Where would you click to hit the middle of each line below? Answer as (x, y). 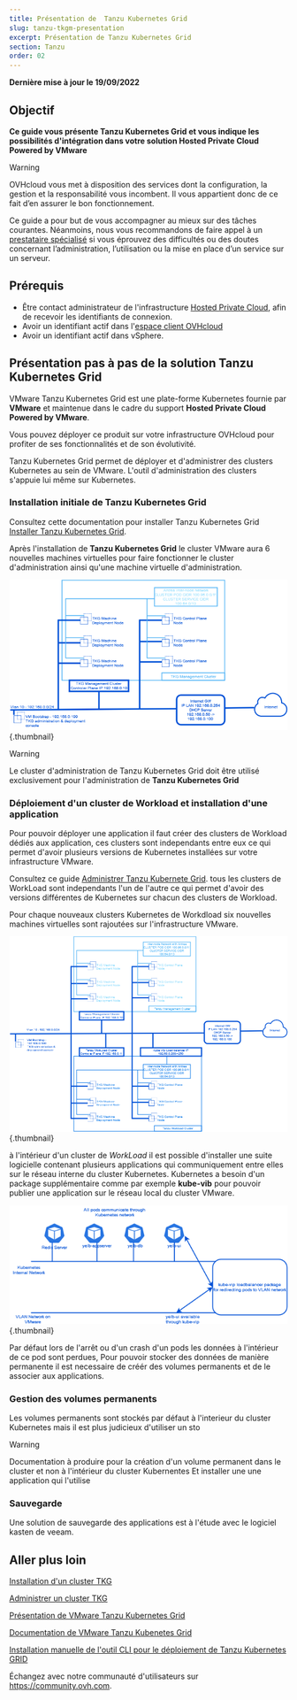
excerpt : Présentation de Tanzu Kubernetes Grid (100, 37)
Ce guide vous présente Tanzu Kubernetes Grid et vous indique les (134, 131)
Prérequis (37, 286)
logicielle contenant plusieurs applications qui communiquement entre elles (147, 1165)
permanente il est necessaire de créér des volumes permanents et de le (140, 1366)
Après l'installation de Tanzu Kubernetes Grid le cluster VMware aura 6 (140, 548)
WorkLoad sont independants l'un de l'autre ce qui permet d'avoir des (137, 888)
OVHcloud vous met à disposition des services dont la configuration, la (138, 184)
